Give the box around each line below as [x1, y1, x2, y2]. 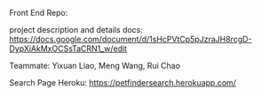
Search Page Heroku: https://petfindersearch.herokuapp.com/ [9, 78, 237, 87]
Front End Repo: [9, 8, 68, 18]
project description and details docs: [9, 25, 144, 34]
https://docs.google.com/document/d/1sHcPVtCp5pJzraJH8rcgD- [9, 34, 252, 44]
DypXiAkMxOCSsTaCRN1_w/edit [9, 43, 127, 54]
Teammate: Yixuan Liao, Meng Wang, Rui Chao [9, 61, 180, 71]
